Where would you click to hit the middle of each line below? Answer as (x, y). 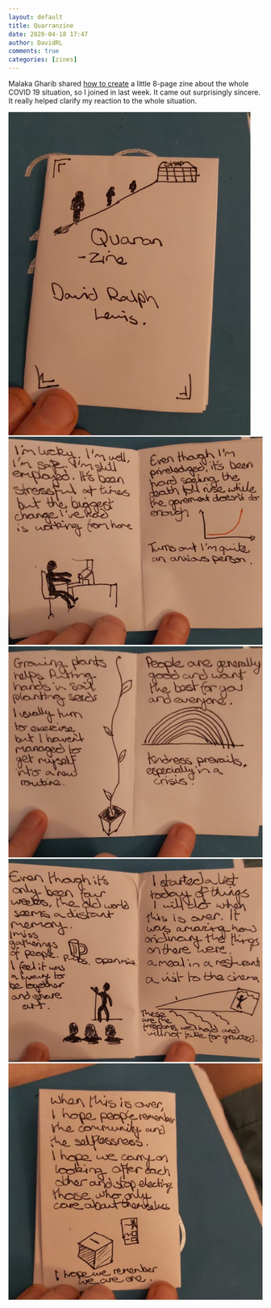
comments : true (34, 51)
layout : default (35, 17)
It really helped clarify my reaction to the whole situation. (103, 101)
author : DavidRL (35, 43)
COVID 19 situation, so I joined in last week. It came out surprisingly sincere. (134, 92)
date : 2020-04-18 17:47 (48, 34)
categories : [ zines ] (43, 60)
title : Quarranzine (41, 25)
